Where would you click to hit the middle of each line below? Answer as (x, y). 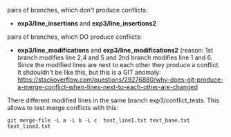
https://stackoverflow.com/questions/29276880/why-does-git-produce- (120, 80)
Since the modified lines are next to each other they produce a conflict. (118, 65)
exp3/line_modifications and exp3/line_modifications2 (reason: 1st (115, 50)
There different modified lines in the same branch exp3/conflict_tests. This (113, 100)
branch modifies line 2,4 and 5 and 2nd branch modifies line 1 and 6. (115, 57)
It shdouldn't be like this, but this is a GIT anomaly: (89, 72)
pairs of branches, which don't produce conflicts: (77, 10)
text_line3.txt (29, 127)
